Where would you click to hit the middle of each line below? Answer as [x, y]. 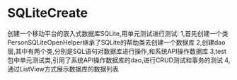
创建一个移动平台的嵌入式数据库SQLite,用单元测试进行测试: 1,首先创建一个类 [118, 33]
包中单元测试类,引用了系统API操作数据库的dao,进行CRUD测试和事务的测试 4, [119, 60]
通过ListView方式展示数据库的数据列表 [63, 69]
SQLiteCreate [48, 13]
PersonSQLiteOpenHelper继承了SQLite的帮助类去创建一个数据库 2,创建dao [116, 42]
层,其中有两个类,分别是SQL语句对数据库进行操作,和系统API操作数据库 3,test [117, 51]
